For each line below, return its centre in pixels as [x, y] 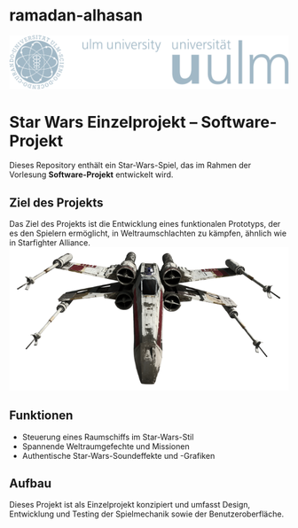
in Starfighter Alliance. [50, 243]
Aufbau [30, 483]
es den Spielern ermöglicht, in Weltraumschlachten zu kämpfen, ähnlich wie [148, 233]
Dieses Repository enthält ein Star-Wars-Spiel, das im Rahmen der [130, 166]
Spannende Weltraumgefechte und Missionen [106, 446]
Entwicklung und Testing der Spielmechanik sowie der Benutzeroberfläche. [147, 514]
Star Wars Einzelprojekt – [103, 122]
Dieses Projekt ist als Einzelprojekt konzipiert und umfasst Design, [130, 505]
